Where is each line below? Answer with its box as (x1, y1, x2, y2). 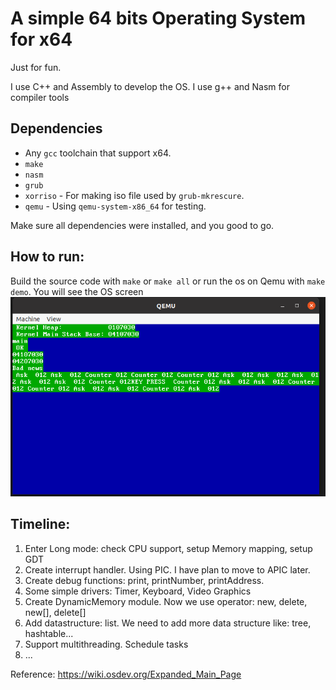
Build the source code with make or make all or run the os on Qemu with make (10, 275, 326, 287)
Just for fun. (10, 61, 62, 73)
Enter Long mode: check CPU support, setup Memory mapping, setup (24, 542, 313, 554)
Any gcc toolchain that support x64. (24, 147, 172, 159)
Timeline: (10, 516, 71, 533)
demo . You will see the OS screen (10, 285, 144, 297)
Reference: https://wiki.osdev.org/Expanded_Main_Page (10, 668, 242, 680)
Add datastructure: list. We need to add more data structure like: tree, (24, 617, 312, 629)
